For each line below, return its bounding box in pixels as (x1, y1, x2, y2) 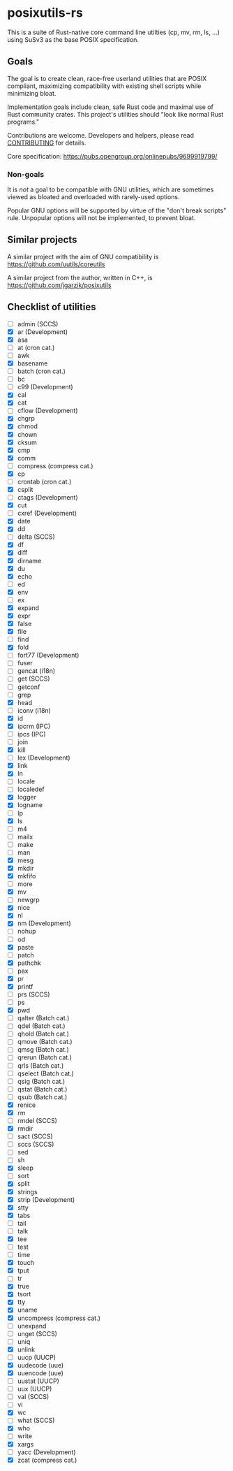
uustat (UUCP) (17, 1377, 59, 1385)
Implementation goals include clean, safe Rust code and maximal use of (7, 103, 214, 111)
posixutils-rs (7, 5, 84, 21)
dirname (17, 556, 42, 565)
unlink (17, 1345, 36, 1354)
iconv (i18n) (17, 706, 51, 714)
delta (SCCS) (17, 532, 56, 541)
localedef (17, 785, 45, 794)
